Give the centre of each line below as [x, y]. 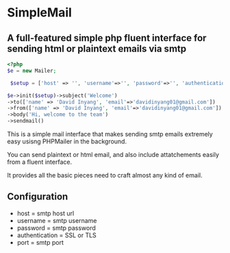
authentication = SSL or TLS [57, 235]
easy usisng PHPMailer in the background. [67, 141]
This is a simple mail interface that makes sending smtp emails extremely [110, 134]
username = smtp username [57, 220]
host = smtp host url [46, 213]
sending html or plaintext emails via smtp [97, 48]
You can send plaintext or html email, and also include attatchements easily [113, 155]
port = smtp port [40, 242]
